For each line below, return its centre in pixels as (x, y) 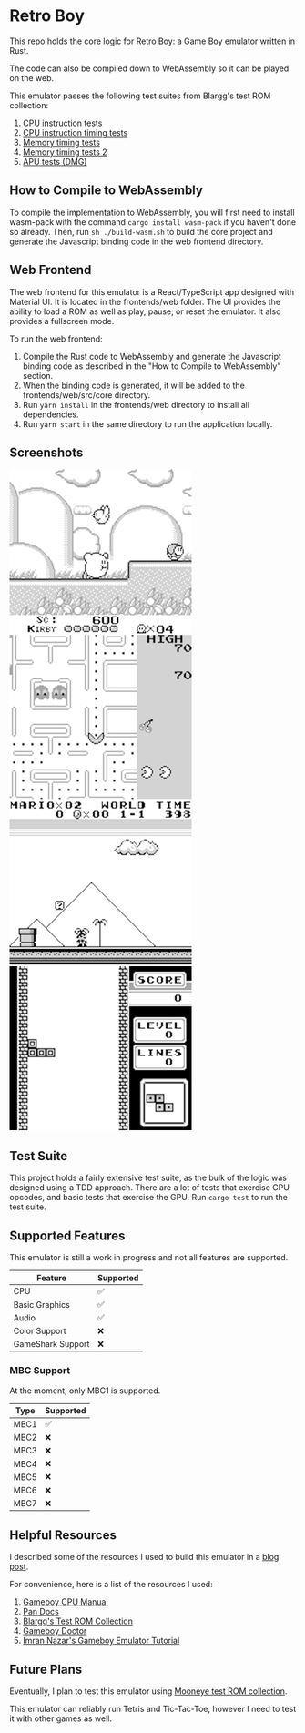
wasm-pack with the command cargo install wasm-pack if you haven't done (153, 222)
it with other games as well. (61, 1718)
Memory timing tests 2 (65, 152)
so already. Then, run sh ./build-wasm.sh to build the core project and (141, 231)
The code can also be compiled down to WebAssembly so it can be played (149, 68)
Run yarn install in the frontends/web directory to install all (136, 404)
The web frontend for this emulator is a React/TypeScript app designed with (152, 291)
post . (19, 1566)
